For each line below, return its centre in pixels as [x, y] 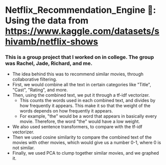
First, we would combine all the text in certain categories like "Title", [82, 85]
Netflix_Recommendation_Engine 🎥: [81, 10]
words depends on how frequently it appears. [66, 111]
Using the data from [47, 21]
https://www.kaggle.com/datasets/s [82, 31]
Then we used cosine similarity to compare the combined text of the [82, 137]
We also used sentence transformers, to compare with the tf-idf [77, 127]
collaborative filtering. [35, 79]
